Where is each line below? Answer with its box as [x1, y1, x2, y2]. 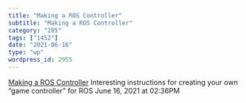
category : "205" [8, 26, 62, 34]
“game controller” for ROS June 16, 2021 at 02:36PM [8, 86, 180, 95]
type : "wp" [8, 48, 44, 56]
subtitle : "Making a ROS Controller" [8, 19, 133, 27]
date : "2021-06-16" [8, 41, 73, 49]
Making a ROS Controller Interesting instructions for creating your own [8, 77, 238, 87]
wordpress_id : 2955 [8, 56, 73, 64]
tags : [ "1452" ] [8, 33, 59, 42]
